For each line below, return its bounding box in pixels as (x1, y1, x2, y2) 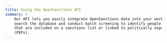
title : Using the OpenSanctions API (5, 7, 81, 12)
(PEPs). (14, 30, 30, 35)
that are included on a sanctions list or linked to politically (14, 26, 153, 31)
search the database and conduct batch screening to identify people (14, 21, 162, 26)
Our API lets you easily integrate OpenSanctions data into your (14, 16, 153, 21)
